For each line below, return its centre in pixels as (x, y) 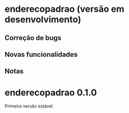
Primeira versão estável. (29, 106)
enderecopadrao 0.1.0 (51, 93)
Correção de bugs (33, 38)
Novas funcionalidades (41, 55)
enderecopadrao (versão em (64, 9)
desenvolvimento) (43, 19)
